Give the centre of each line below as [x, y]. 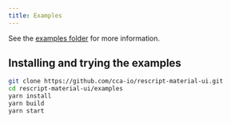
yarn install [30, 96]
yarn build [26, 104]
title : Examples [35, 15]
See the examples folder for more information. [84, 38]
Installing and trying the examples [95, 63]
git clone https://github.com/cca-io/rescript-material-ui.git [116, 81]
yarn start [26, 111]
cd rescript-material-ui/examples [66, 89]
